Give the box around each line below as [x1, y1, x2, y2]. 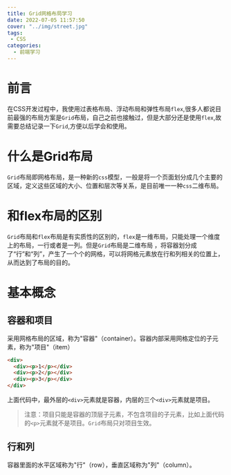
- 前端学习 [13, 49, 41, 56]
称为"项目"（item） [19, 342, 74, 351]
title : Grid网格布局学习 [7, 10, 73, 17]
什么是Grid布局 [7, 149, 93, 164]
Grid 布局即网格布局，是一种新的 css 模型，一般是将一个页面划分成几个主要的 [7, 173, 223, 181]
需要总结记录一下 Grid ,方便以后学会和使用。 [7, 122, 131, 130]
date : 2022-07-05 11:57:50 [7, 17, 85, 23]
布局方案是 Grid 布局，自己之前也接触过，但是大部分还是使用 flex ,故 [30, 113, 222, 122]
